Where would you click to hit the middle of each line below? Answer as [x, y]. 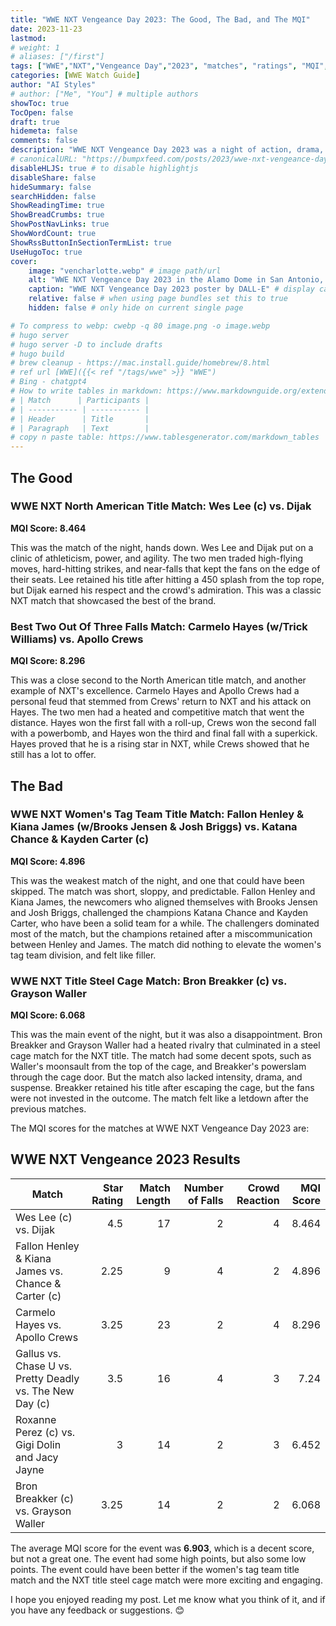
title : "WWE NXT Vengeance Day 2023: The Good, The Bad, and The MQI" [160, 19]
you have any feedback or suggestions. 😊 [97, 1610]
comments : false [44, 141]
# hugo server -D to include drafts [86, 344]
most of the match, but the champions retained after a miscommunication [161, 933]
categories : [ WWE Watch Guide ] [75, 76]
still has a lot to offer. [53, 755]
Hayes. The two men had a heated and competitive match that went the [157, 712]
